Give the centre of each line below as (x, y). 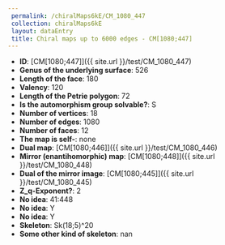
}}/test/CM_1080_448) (55, 165)
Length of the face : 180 (59, 79)
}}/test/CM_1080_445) (55, 183)
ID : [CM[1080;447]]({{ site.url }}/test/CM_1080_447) (105, 62)
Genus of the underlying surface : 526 (84, 71)
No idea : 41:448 (46, 200)
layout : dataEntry (42, 31)
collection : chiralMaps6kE (57, 24)
